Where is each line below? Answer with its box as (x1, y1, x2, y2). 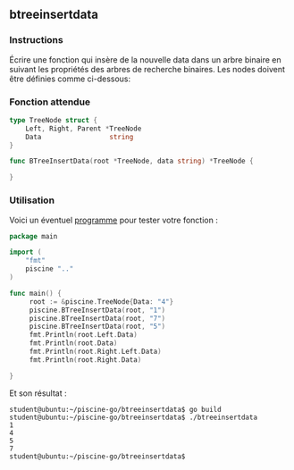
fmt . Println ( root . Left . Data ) (29, 331, 139, 340)
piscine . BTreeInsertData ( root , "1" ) (29, 306, 166, 315)
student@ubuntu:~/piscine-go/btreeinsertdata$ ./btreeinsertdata (9, 413, 257, 422)
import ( (9, 248, 42, 257)
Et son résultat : (9, 388, 67, 399)
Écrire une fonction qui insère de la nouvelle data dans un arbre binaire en (9, 54, 281, 65)
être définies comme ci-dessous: (9, 73, 131, 84)
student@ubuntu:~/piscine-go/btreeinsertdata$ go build (9, 405, 222, 414)
